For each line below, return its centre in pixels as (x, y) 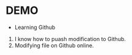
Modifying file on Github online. (54, 45)
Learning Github (35, 27)
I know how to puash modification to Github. (70, 39)
